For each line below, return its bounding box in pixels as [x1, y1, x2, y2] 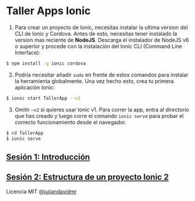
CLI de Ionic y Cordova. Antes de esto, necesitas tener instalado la [14, 30, 178, 37]
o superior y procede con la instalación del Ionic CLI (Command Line [14, 43, 183, 50]
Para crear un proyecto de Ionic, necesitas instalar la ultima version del [14, 24, 188, 31]
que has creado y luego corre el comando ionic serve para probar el [14, 112, 184, 119]
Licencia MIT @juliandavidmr [6, 188, 77, 195]
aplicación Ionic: [14, 84, 55, 91]
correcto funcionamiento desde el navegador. [14, 119, 126, 126]
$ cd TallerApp [6, 130, 44, 136]
